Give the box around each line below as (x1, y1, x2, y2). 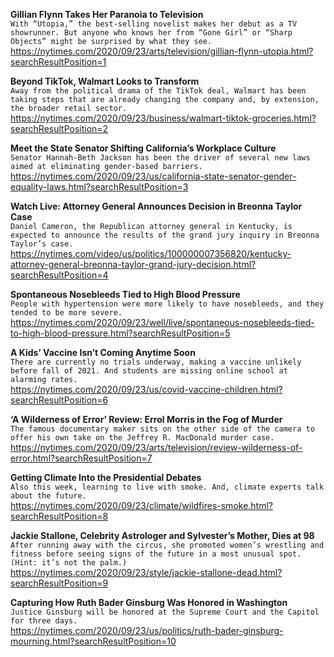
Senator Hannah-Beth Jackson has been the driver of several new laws (10, 153, 311, 163)
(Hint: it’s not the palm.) (10, 558, 128, 568)
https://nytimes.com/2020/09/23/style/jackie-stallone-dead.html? (10, 567, 283, 578)
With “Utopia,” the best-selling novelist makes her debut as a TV (10, 19, 298, 29)
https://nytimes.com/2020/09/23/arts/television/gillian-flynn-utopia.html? (10, 45, 314, 57)
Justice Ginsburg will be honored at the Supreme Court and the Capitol (10, 607, 320, 617)
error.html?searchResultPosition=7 (10, 452, 153, 464)
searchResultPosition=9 (10, 577, 109, 589)
